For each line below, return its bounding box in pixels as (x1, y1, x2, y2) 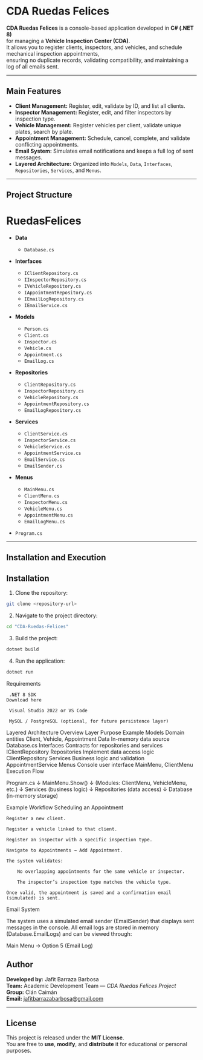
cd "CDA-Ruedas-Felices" (6, 624, 69, 630)
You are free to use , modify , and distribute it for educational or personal (6, 1041, 187, 1048)
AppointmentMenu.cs (24, 512, 74, 518)
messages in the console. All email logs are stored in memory (6, 924, 159, 931)
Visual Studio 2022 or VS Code (8, 707, 88, 714)
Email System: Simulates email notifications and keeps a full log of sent (14, 147, 193, 154)
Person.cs (24, 326, 50, 333)
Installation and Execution (6, 552, 106, 563)
